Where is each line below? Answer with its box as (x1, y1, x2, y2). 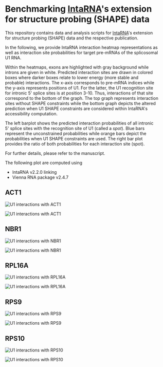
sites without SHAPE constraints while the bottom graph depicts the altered (5, 100, 156, 106)
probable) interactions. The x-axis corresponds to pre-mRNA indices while (5, 79, 155, 86)
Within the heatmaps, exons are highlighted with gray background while (5, 64, 149, 70)
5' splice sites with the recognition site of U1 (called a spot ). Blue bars (5, 125, 145, 131)
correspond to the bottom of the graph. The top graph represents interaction (5, 95, 159, 101)
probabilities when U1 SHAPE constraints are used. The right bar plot (5, 135, 143, 142)
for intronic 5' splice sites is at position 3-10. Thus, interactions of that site (5, 90, 153, 96)
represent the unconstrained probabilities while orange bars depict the (5, 130, 147, 136)
